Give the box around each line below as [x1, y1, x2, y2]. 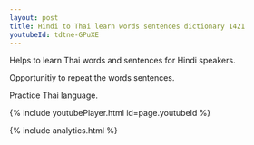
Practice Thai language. [9, 90, 98, 101]
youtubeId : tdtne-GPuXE [9, 30, 100, 39]
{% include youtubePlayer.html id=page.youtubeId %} [9, 108, 211, 119]
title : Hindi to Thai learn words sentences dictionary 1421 [9, 22, 246, 31]
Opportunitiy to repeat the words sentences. [9, 72, 175, 83]
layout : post [9, 13, 59, 23]
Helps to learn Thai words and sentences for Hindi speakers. [9, 55, 236, 66]
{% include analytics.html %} [9, 125, 118, 136]
